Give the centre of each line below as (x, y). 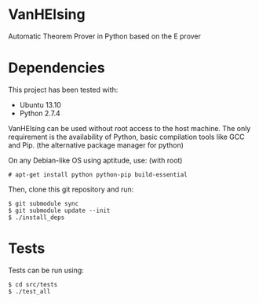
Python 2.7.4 (40, 113)
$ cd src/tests (33, 284)
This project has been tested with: (63, 89)
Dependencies (57, 68)
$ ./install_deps (36, 217)
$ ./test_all (29, 291)
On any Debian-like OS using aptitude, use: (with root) (95, 160)
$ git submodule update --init (59, 210)
